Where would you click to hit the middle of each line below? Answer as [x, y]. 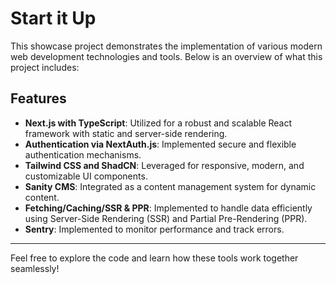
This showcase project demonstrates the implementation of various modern [166, 46]
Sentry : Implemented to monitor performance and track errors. [154, 229]
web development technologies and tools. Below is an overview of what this [166, 56]
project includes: [45, 67]
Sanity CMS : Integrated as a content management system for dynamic [170, 186]
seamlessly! [35, 268]
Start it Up [53, 18]
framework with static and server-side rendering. [126, 133]
